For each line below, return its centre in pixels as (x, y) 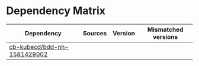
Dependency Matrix (56, 11)
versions (166, 37)
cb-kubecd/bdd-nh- (39, 47)
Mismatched (165, 29)
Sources (95, 33)
